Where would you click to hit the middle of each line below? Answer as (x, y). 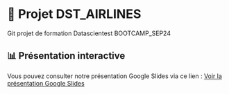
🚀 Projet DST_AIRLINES (74, 14)
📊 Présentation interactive (66, 56)
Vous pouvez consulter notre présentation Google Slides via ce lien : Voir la (114, 76)
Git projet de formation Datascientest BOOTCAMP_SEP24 (89, 33)
